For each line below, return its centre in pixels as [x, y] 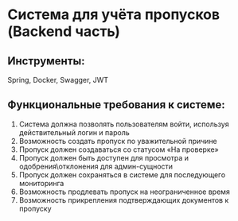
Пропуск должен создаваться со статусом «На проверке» [119, 149]
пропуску [35, 208]
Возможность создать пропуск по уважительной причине [118, 141]
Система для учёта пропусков [114, 15]
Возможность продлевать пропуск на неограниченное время [124, 192]
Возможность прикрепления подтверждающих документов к [124, 200]
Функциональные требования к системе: [117, 105]
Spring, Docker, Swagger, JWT [58, 80]
